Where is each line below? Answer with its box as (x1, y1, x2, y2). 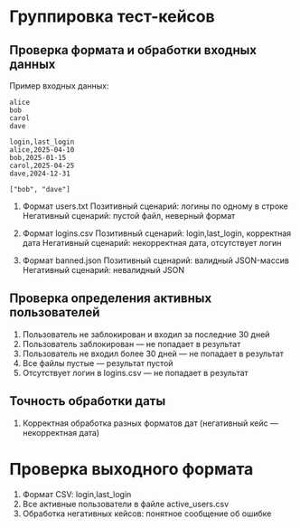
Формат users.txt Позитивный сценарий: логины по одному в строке (22, 201, 289, 212)
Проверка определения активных (9, 291, 212, 306)
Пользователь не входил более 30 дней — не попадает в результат (22, 348, 285, 359)
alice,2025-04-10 (9, 146, 75, 155)
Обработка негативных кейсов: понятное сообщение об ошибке (22, 508, 272, 519)
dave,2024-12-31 (9, 169, 70, 178)
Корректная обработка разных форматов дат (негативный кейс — (22, 418, 278, 429)
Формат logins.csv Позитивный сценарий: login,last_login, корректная (22, 228, 292, 239)
